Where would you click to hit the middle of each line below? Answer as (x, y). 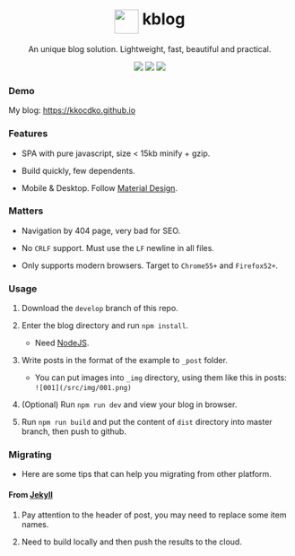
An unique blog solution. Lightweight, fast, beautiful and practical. (150, 48)
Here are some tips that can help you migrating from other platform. (147, 474)
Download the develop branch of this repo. (100, 308)
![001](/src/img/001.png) (83, 388)
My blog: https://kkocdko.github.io (72, 110)
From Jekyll (30, 495)
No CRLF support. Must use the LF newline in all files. (117, 248)
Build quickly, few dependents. (78, 170)
